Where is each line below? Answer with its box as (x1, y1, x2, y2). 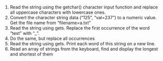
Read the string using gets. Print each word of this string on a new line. (9, 41, 156, 46)
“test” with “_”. (9, 30, 40, 36)
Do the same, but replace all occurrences (9, 35, 95, 41)
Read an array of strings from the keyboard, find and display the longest (9, 46, 158, 52)
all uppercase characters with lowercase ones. (9, 9, 106, 15)
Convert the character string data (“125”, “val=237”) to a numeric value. (9, 15, 157, 20)
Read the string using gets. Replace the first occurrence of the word (9, 25, 150, 31)
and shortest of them (9, 51, 53, 57)
